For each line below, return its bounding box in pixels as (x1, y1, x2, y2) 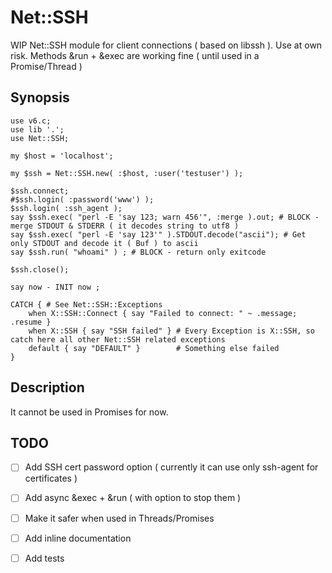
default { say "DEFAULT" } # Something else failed (28, 343, 280, 353)
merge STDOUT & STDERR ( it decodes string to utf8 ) (10, 221, 240, 231)
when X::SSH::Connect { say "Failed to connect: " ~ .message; (28, 308, 298, 318)
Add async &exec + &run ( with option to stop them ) (24, 492, 242, 504)
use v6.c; (10, 116, 52, 126)
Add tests (24, 552, 65, 564)
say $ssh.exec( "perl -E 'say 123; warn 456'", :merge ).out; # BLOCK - (10, 212, 320, 222)
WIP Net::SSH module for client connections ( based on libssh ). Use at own (10, 39, 323, 51)
